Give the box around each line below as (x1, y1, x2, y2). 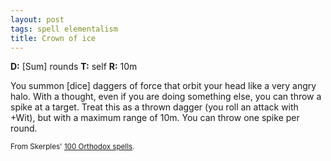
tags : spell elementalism (10, 24, 118, 34)
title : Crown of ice (10, 33, 97, 43)
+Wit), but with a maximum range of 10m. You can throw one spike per (10, 112, 300, 124)
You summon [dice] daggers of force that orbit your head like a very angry (10, 80, 317, 92)
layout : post (10, 14, 65, 25)
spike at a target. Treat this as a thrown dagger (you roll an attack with (10, 101, 299, 113)
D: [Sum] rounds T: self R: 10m (10, 61, 138, 73)
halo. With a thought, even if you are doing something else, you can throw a (10, 91, 322, 103)
